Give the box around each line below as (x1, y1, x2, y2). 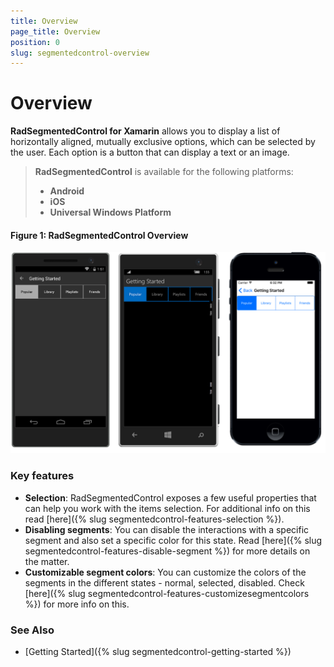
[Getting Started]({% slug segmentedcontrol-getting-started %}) (24, 645, 292, 657)
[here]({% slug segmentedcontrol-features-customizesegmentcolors (24, 587, 310, 599)
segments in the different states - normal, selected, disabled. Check (24, 576, 305, 589)
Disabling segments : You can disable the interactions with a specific (24, 523, 310, 535)
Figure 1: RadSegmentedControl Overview (10, 229, 189, 241)
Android (49, 185, 85, 197)
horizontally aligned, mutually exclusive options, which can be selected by (10, 136, 316, 148)
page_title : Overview (10, 26, 101, 37)
